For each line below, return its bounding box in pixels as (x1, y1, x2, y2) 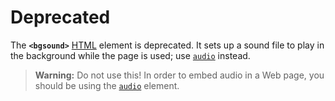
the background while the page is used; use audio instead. (10, 49, 251, 61)
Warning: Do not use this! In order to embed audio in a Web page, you (34, 69, 325, 81)
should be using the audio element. (34, 79, 180, 91)
